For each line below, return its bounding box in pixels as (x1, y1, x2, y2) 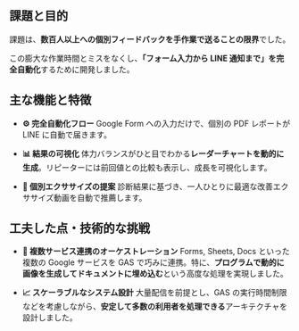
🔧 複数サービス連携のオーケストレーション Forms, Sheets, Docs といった (21, 246, 290, 257)
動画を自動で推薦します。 (53, 192, 147, 203)
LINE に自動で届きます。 (21, 128, 112, 140)
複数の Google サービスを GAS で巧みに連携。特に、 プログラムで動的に (21, 257, 285, 268)
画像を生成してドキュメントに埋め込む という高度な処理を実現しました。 (21, 269, 288, 279)
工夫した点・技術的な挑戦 (9, 221, 150, 236)
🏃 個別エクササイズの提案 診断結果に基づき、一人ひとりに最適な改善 (21, 181, 274, 192)
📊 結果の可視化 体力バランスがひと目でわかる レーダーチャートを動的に (21, 148, 285, 159)
